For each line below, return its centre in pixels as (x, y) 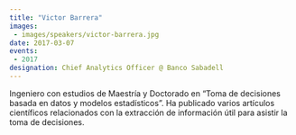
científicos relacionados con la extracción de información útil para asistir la (148, 112)
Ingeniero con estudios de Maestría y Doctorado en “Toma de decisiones (145, 93)
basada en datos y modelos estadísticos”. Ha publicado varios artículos (142, 103)
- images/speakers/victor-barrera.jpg (86, 34)
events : (24, 51)
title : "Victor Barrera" (56, 18)
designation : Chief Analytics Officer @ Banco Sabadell (116, 68)
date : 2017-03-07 (42, 43)
